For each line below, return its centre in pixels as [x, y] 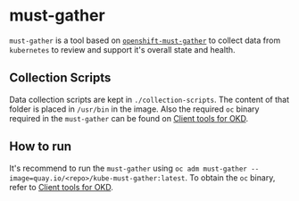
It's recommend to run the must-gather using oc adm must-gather [129, 168]
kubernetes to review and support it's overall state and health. [122, 49]
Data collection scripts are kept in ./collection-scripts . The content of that [149, 99]
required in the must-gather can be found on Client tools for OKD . [129, 118]
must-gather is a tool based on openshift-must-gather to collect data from [145, 40]
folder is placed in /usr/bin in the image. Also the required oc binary [134, 109]
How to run [41, 147]
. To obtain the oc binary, [230, 177]
